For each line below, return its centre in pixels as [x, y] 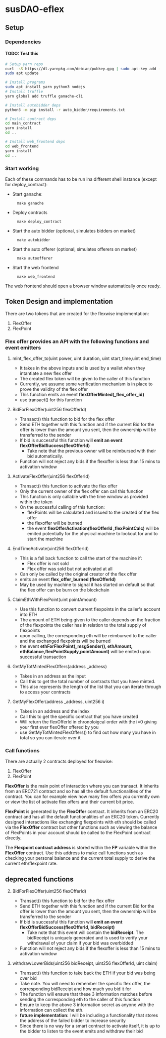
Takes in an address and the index [55, 711]
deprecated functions [39, 879]
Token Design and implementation [59, 301]
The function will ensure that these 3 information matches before [86, 994]
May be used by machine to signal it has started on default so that [87, 584]
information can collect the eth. [52, 1010]
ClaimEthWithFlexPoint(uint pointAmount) [55, 599]
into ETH [28, 614]
